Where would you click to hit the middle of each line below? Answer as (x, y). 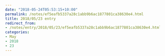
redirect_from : (21, 23)
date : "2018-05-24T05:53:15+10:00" (41, 9)
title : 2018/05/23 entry (30, 19)
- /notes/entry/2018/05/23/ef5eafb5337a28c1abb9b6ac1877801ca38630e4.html (83, 28)
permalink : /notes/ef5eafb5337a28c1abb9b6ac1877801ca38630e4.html (74, 14)
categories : (17, 32)
